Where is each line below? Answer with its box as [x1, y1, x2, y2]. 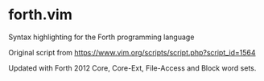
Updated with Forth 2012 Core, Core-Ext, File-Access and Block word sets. [8, 63, 257, 73]
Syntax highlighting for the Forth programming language [8, 32, 195, 42]
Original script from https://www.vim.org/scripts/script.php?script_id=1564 [8, 47, 256, 57]
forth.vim [8, 6, 72, 24]
